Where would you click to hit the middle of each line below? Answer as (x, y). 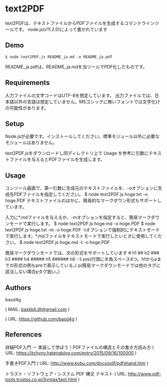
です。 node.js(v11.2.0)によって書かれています (61, 29)
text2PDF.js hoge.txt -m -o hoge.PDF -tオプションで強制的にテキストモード (83, 230)
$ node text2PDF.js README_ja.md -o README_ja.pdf (59, 57)
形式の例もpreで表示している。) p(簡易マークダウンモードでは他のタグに (87, 265)
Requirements (27, 83)
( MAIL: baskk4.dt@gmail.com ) (37, 309)
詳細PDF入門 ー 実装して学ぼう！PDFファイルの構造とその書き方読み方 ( (80, 347)
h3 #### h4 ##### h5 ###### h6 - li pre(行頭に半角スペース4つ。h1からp (81, 259)
